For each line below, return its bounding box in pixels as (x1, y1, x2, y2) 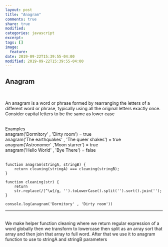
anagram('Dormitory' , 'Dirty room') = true (5, 131, 91, 137)
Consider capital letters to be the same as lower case (5, 111, 115, 117)
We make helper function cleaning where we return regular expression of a (5, 220, 159, 226)
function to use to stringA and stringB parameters (5, 236, 107, 242)
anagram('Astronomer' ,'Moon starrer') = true (5, 142, 98, 148)
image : (5, 45, 19, 50)
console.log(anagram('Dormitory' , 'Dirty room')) (5, 201, 113, 207)
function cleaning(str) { (5, 180, 59, 185)
